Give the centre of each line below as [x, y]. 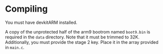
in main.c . [15, 47]
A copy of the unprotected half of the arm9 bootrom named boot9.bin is [78, 32]
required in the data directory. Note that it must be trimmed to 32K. [72, 37]
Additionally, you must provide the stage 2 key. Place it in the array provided [82, 42]
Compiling [26, 9]
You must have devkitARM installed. [41, 22]
